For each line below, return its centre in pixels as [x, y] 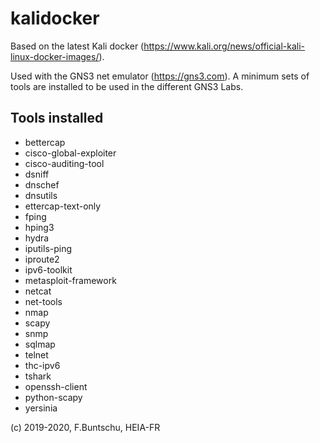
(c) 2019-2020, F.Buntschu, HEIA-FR [85, 427]
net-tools [43, 301]
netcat [38, 291]
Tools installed [57, 118]
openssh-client [56, 386]
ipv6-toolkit [48, 269]
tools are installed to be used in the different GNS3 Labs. [127, 86]
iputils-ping [48, 248]
